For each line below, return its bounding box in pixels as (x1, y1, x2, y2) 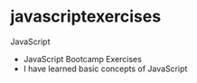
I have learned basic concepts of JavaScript (23, 63, 188, 74)
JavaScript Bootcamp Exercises (23, 53, 143, 64)
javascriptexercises (10, 6, 162, 27)
